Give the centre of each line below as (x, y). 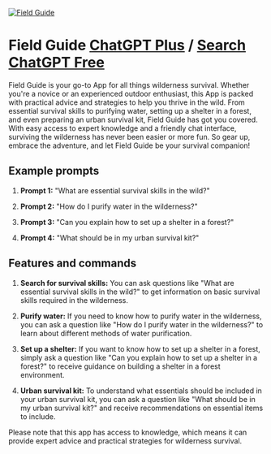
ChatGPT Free (57, 63)
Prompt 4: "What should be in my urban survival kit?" (110, 238)
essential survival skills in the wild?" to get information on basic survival (140, 292)
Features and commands (72, 264)
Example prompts (54, 171)
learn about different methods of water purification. (106, 333)
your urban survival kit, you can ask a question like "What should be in (138, 399)
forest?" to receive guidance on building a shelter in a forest (120, 366)
